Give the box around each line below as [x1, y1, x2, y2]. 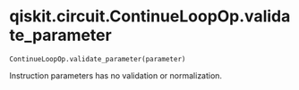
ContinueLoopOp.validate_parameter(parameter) [9, 54, 186, 63]
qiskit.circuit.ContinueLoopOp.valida [9, 6, 291, 27]
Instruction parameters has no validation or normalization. [9, 70, 222, 81]
